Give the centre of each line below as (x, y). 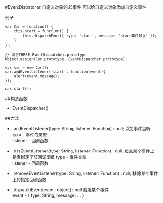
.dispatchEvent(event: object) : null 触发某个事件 (60, 190)
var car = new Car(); (27, 68)
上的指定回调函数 (29, 179)
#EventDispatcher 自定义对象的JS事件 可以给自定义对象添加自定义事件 (76, 7)
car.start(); (18, 89)
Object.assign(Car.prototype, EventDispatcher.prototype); (66, 59)
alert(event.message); (37, 76)
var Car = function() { (29, 27)
